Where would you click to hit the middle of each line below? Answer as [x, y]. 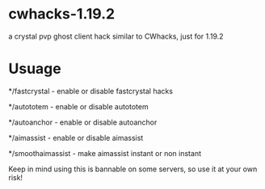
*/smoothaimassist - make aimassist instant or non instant [105, 153]
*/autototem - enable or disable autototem [78, 106]
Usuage [35, 69]
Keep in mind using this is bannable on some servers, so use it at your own [133, 169]
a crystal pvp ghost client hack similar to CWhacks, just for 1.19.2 [116, 36]
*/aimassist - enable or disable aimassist [76, 138]
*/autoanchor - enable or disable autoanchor [83, 122]
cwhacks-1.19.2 [62, 14]
